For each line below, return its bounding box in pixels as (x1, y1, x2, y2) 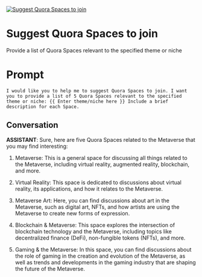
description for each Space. (6, 103, 80, 110)
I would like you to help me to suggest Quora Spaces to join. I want (6, 88, 188, 94)
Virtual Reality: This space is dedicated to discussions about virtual (14, 179, 182, 186)
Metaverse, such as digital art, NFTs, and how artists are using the (14, 203, 180, 211)
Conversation (6, 120, 58, 130)
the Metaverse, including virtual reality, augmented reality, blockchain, (14, 161, 190, 168)
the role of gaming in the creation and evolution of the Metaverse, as (14, 252, 186, 259)
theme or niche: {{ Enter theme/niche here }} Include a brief (6, 98, 169, 104)
